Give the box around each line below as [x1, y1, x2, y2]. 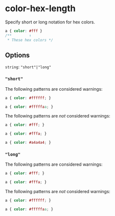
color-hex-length [5, 3, 76, 14]
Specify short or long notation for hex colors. [5, 19, 96, 25]
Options [5, 51, 30, 59]
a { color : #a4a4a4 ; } [5, 140, 51, 145]
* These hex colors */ [7, 38, 54, 42]
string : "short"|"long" [5, 64, 52, 70]
